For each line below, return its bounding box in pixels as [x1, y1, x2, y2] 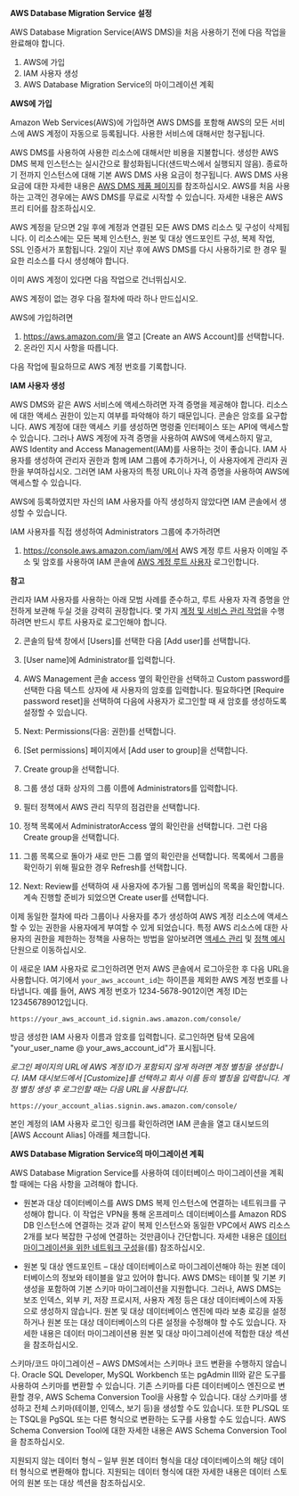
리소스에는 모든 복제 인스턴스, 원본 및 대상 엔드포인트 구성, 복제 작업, [37, 233, 275, 244]
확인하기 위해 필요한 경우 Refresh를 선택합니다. [22, 862, 188, 872]
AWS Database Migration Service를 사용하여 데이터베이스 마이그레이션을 [10, 1168, 268, 1178]
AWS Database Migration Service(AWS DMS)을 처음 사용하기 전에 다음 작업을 [10, 27, 287, 37]
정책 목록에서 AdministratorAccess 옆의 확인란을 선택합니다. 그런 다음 [22, 821, 268, 831]
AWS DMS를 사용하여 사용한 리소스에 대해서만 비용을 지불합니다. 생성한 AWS [10, 147, 279, 158]
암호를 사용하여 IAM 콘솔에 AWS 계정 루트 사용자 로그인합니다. [42, 557, 259, 566]
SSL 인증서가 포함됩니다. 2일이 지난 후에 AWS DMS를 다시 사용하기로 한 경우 [10, 244, 279, 254]
